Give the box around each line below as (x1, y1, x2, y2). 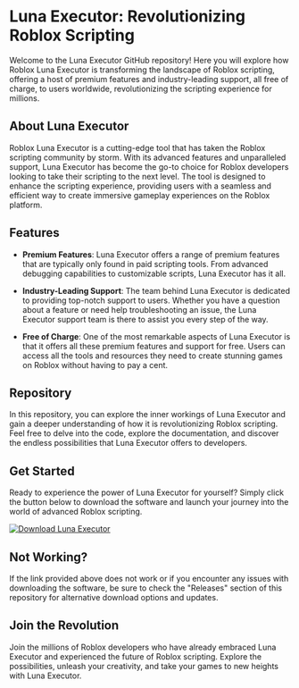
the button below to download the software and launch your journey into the (9, 497, 289, 508)
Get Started (9, 463, 75, 479)
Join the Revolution (9, 618, 120, 633)
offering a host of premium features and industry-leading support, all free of (9, 73, 289, 84)
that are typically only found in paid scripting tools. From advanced (21, 258, 269, 269)
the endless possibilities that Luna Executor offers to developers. (9, 438, 248, 449)
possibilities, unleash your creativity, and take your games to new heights (9, 660, 279, 671)
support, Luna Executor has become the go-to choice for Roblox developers (9, 161, 289, 172)
